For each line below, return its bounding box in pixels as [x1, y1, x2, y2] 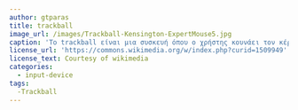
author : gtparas [9, 12, 69, 22]
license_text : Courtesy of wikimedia [9, 54, 149, 63]
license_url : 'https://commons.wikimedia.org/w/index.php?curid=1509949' [9, 46, 288, 55]
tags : [9, 79, 29, 88]
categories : [9, 63, 53, 72]
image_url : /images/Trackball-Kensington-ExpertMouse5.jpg [9, 29, 232, 38]
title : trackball [9, 21, 74, 30]
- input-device [17, 71, 74, 80]
